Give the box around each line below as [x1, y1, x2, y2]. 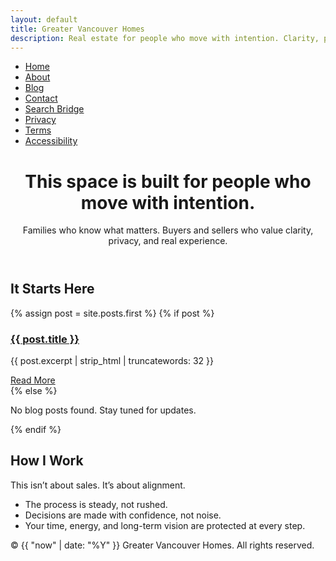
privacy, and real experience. [108, 235, 228, 247]
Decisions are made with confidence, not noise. [24, 509, 222, 521]
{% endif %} [10, 424, 62, 436]
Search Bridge [24, 103, 85, 115]
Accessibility [24, 135, 78, 147]
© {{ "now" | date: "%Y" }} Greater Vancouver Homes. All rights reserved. [10, 539, 315, 551]
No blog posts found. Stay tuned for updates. [10, 404, 197, 416]
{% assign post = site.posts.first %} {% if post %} [10, 307, 215, 319]
